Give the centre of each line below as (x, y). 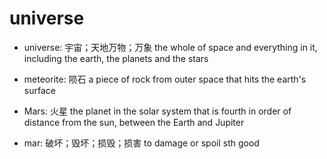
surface (39, 90)
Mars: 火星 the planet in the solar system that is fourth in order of (157, 111)
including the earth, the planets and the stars (116, 58)
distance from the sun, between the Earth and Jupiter (134, 122)
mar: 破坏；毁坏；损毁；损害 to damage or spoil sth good (141, 143)
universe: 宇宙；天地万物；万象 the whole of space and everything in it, (170, 47)
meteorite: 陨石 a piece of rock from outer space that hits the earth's (165, 79)
